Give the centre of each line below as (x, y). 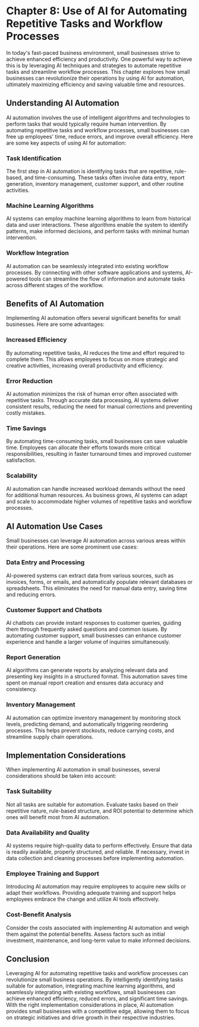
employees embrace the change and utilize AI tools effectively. (83, 899)
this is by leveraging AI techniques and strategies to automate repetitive (94, 65)
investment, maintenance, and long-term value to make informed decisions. (99, 940)
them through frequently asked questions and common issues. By (87, 629)
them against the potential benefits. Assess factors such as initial (86, 934)
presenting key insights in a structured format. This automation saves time (97, 677)
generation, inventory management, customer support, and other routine (95, 184)
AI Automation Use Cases (54, 526)
